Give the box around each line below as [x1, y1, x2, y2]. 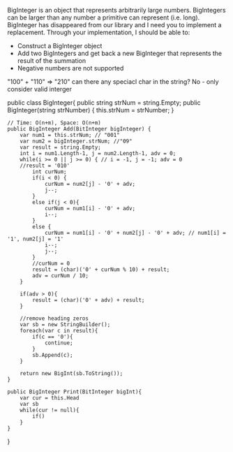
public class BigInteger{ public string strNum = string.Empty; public [7, 99, 201, 107]
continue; [44, 340, 73, 347]
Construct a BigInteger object [17, 42, 103, 50]
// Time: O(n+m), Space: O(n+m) [7, 119, 101, 126]
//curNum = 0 [32, 260, 70, 267]
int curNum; [32, 168, 68, 175]
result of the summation [17, 57, 86, 65]
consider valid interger [7, 85, 72, 93]
